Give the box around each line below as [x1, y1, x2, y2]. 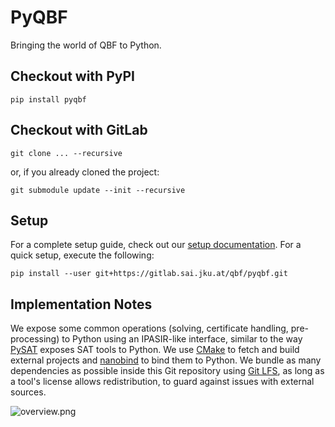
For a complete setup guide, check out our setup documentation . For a [10, 239, 302, 251]
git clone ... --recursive [10, 148, 123, 158]
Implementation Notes [10, 296, 153, 313]
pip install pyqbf [10, 94, 87, 105]
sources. [10, 386, 47, 398]
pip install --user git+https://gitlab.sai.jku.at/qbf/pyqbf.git [10, 269, 288, 279]
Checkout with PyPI [10, 68, 135, 85]
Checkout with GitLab [10, 122, 148, 139]
